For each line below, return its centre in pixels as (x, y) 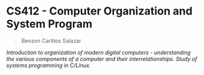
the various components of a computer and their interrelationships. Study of (102, 59)
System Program (49, 24)
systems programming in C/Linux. (49, 65)
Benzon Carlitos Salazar (51, 41)
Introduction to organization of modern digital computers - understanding (99, 52)
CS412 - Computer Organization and (100, 11)
